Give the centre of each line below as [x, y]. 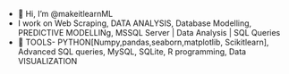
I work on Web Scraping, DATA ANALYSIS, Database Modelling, [135, 23]
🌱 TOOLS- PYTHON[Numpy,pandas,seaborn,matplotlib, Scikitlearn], [143, 42]
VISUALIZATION [47, 61]
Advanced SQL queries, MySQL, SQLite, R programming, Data [132, 52]
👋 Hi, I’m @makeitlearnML [65, 14]
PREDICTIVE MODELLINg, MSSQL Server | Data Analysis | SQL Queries [149, 33]
